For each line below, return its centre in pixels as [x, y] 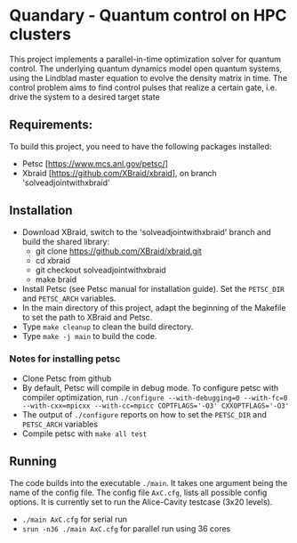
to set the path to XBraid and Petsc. [87, 317]
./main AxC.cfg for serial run [74, 519]
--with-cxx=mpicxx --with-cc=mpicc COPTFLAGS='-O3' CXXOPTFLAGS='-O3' [156, 406]
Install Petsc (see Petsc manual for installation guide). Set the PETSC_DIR [153, 288]
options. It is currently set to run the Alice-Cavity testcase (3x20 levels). [141, 502]
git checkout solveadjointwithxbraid [100, 270]
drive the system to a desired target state [84, 97]
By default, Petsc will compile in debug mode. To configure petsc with [150, 387]
